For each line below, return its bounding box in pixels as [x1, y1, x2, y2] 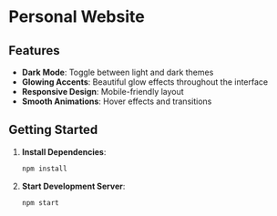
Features [8, 43, 60, 58]
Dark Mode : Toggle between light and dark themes [21, 67, 214, 77]
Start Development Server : [21, 180, 126, 191]
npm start [21, 198, 60, 207]
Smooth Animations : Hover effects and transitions [21, 96, 212, 107]
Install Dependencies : [21, 146, 107, 157]
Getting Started [8, 122, 98, 138]
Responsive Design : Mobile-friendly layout [21, 87, 184, 97]
